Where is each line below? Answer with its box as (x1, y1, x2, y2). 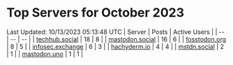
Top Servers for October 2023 (6, 5, 185, 21)
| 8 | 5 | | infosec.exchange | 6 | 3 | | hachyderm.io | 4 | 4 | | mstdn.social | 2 (6, 42, 225, 50)
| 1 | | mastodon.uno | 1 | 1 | (6, 50, 84, 58)
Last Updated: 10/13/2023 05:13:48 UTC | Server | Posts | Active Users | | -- (6, 28, 225, 36)
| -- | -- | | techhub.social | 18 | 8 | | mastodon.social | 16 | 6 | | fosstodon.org (6, 35, 227, 43)
